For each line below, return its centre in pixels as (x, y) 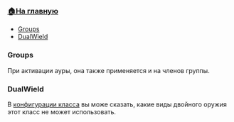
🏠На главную (33, 11)
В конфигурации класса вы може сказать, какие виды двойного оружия (117, 104)
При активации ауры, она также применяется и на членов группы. (108, 70)
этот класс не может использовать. (62, 111)
